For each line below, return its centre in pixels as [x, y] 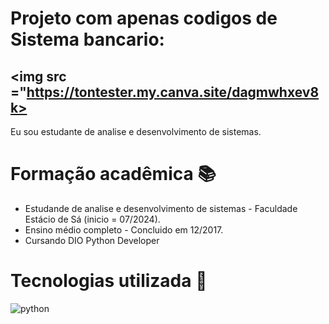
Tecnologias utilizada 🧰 [109, 281]
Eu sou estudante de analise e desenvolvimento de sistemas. [136, 131]
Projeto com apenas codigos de [144, 18]
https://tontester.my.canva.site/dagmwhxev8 [173, 92]
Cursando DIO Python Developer [92, 240]
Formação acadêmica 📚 [113, 174]
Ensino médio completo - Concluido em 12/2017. [124, 229]
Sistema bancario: [87, 39]
